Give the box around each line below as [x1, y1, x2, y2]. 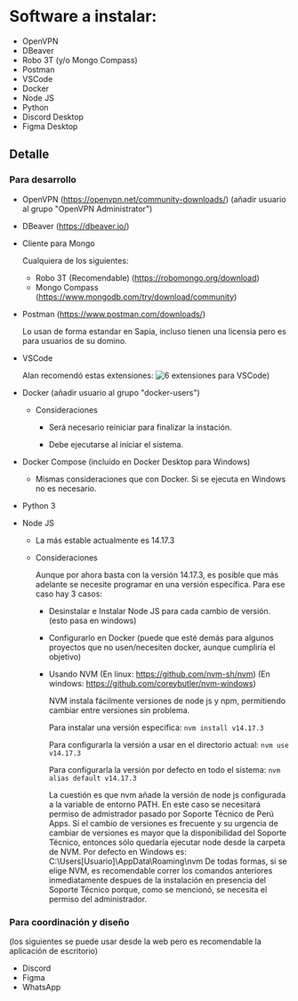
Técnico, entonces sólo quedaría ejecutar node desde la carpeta [48, 836, 286, 848]
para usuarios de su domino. [21, 335, 127, 346]
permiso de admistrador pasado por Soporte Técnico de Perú [48, 808, 274, 819]
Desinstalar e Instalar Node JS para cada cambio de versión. [48, 605, 271, 616]
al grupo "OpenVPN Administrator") [21, 203, 153, 214]
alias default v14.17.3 [48, 774, 137, 783]
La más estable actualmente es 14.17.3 [35, 535, 175, 546]
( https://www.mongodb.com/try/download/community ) [35, 291, 238, 302]
